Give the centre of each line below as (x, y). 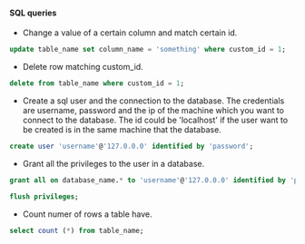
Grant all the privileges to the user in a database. (113, 163)
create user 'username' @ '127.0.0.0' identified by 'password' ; (132, 146)
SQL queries (33, 13)
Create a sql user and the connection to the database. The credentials (153, 101)
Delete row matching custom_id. (83, 67)
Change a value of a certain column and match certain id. (130, 33)
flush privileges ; (44, 196)
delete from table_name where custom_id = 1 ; (97, 83)
